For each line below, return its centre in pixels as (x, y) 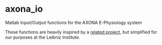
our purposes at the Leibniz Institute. (43, 37)
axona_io (24, 9)
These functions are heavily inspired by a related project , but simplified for (81, 32)
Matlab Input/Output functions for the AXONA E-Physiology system (74, 22)
